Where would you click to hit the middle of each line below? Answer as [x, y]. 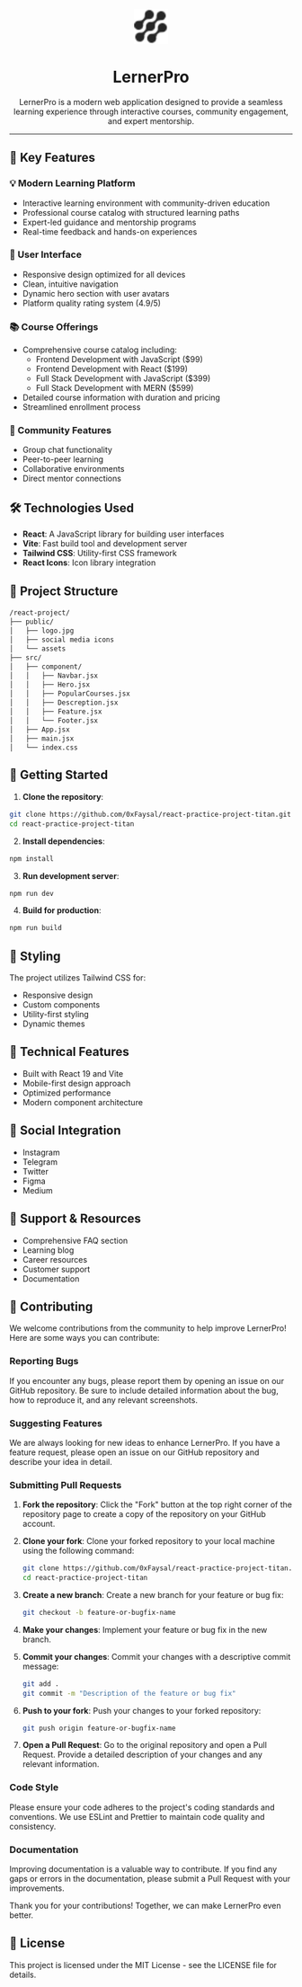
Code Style [34, 1787]
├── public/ [31, 622]
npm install [31, 858]
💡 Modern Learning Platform [72, 183]
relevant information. [61, 1764]
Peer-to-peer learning [63, 459]
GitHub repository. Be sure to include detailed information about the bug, [144, 1390]
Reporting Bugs [44, 1362]
